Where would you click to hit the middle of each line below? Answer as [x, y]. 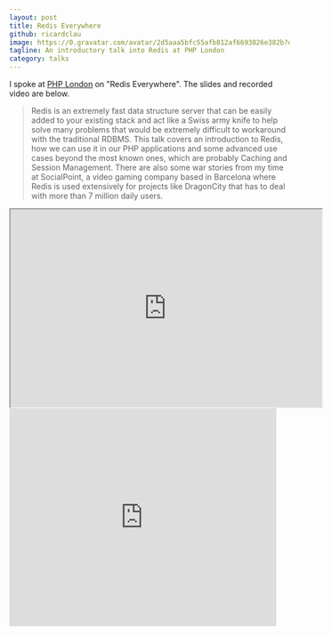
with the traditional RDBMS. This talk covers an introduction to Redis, [157, 139]
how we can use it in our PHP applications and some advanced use [154, 149]
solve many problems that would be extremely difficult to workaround [158, 129]
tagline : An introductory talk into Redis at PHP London [117, 51]
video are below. [40, 93]
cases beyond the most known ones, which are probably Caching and [159, 158]
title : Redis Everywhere [55, 26]
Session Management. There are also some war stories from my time [157, 167]
